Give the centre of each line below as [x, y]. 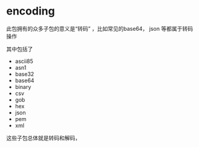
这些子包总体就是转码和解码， [43, 138]
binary [23, 87]
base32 [24, 74]
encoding [31, 11]
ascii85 [24, 61]
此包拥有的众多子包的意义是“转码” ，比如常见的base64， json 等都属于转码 [100, 28]
